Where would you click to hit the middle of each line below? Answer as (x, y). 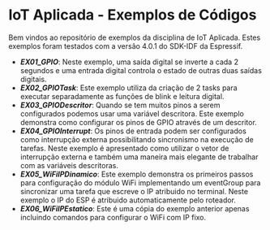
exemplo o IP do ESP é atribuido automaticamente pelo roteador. (128, 200)
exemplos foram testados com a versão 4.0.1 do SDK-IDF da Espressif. (126, 46)
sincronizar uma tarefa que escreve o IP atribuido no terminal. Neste (134, 191)
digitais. (33, 79)
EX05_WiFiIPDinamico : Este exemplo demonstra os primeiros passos (137, 174)
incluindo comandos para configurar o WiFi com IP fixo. (113, 217)
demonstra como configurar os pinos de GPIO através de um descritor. (138, 122)
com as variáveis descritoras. (69, 165)
